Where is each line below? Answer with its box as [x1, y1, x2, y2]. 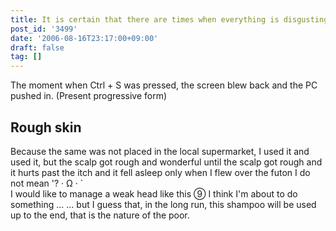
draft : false [10, 42, 65, 53]
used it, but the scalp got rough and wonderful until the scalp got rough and [10, 156, 323, 168]
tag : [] [10, 52, 43, 62]
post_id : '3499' [10, 24, 78, 34]
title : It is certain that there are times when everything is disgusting [10, 14, 329, 25]
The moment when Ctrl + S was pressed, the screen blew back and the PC [10, 79, 318, 91]
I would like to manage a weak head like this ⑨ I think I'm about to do [10, 187, 298, 200]
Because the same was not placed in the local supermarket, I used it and [10, 145, 310, 157]
